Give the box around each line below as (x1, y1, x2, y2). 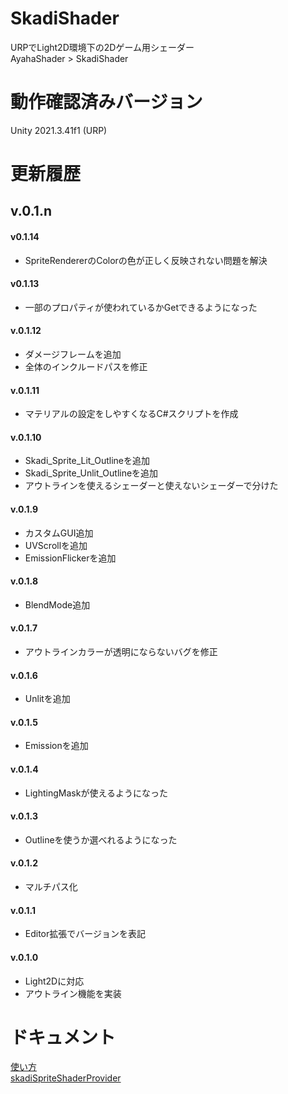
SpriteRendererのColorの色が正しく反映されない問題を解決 (24, 254, 268, 266)
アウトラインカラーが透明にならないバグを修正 (24, 646, 218, 658)
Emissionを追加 (24, 740, 89, 752)
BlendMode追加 (24, 598, 91, 611)
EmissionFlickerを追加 (24, 552, 117, 564)
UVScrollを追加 (24, 539, 88, 551)
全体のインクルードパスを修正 (24, 361, 148, 373)
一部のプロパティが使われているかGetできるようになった (24, 301, 258, 313)
